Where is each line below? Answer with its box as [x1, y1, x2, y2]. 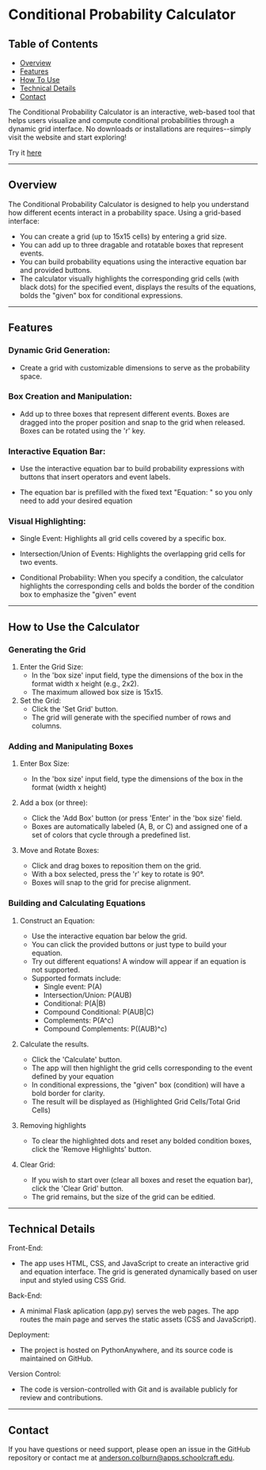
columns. [31, 721, 62, 731]
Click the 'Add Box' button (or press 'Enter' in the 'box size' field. [31, 813, 243, 823]
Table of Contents [8, 37, 99, 51]
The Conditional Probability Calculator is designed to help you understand [8, 199, 249, 209]
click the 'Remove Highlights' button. [31, 1144, 152, 1153]
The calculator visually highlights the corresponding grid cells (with [19, 274, 239, 283]
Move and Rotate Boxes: [19, 846, 100, 855]
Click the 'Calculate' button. [31, 1054, 123, 1064]
